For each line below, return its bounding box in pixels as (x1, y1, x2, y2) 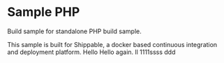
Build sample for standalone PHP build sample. (7, 27, 142, 35)
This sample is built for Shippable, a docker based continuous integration (7, 40, 218, 48)
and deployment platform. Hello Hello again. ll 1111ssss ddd (7, 48, 176, 56)
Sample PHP (7, 4, 80, 20)
